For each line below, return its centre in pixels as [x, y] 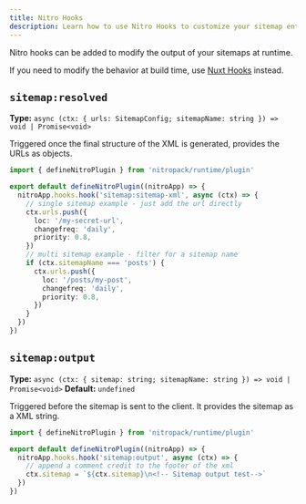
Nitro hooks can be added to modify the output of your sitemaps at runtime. [151, 52]
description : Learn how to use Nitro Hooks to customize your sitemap [146, 26]
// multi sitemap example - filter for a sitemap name [132, 255]
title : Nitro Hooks [46, 18]
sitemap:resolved [58, 97]
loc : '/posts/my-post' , [87, 280]
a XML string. [35, 416]
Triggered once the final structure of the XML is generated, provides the [145, 144]
